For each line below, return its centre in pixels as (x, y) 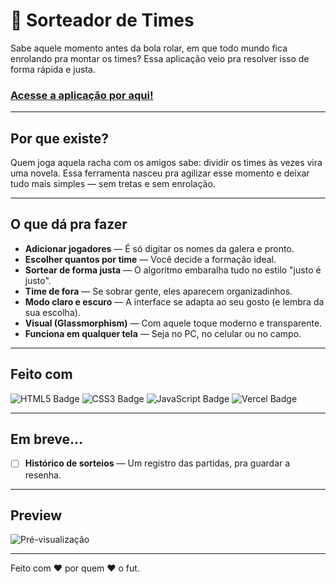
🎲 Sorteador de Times (102, 20)
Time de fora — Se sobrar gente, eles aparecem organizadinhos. (158, 291)
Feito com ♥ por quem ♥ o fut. (75, 568)
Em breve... (47, 439)
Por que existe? (60, 138)
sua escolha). (52, 312)
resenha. (43, 475)
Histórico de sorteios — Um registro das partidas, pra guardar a (157, 463)
